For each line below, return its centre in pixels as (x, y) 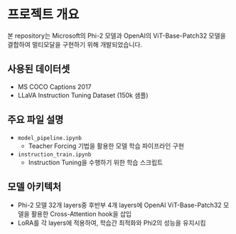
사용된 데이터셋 (39, 69)
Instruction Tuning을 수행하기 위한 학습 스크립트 (96, 162)
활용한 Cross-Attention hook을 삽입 (81, 214)
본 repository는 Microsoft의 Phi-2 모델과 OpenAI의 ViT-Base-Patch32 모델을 (117, 36)
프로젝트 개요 (43, 15)
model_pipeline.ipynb (49, 138)
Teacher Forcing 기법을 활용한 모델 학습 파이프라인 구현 (106, 146)
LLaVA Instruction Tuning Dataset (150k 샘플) (83, 95)
